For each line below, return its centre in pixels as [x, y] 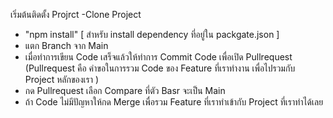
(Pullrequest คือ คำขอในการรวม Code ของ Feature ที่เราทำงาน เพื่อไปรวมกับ [160, 68]
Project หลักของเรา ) [62, 79]
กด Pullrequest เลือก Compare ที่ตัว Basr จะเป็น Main [125, 90]
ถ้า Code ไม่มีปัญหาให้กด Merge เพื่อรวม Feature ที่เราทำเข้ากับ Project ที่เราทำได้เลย [174, 102]
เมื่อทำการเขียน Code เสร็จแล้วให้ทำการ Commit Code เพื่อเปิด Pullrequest [158, 57]
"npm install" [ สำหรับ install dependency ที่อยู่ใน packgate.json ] [152, 34]
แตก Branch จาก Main [66, 45]
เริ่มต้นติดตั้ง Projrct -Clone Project [76, 14]
